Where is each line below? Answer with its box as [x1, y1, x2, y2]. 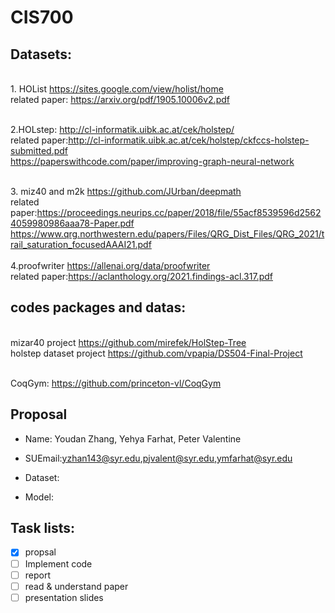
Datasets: [10, 46, 72, 63]
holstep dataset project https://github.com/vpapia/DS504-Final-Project [10, 347, 303, 359]
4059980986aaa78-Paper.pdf [10, 217, 135, 229]
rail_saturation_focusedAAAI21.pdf [10, 239, 152, 250]
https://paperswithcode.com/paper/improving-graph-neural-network [10, 156, 295, 167]
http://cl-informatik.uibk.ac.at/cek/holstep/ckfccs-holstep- [68, 134, 310, 146]
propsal [24, 546, 57, 558]
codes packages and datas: [10, 299, 187, 316]
